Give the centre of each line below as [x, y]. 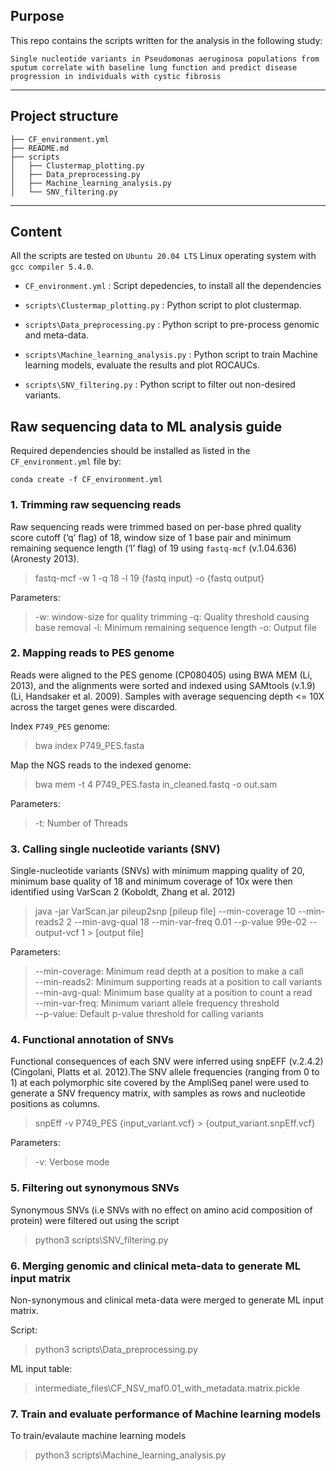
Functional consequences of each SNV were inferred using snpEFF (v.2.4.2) [167, 1061]
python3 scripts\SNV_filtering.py [101, 1240]
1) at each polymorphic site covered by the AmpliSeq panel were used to [160, 1083]
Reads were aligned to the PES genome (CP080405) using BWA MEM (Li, [161, 675]
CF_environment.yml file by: [66, 461]
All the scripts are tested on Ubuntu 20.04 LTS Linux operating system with [163, 256]
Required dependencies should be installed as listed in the [130, 451]
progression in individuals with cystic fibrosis [116, 76]
